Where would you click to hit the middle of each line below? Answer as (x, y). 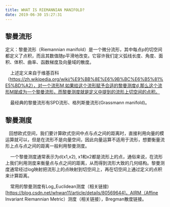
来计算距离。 (18, 176)
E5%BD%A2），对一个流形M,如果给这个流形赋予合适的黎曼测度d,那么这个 (81, 86)
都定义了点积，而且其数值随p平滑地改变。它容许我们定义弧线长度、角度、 (82, 56)
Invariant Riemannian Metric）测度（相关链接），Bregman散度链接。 (76, 199)
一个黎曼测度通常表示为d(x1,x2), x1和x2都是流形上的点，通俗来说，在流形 (86, 157)
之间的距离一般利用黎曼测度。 (58, 146)
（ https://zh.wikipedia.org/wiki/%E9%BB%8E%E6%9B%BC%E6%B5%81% (84, 79)
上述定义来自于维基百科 (34, 73)
